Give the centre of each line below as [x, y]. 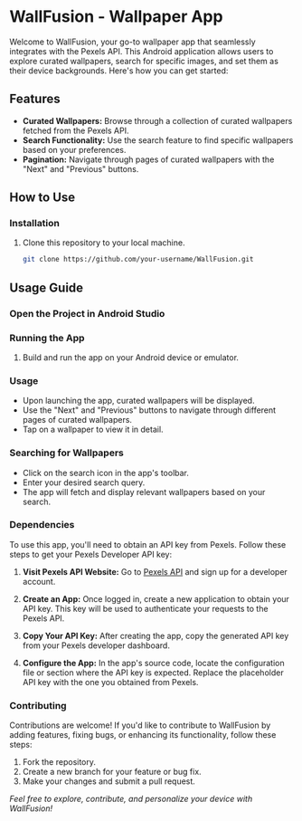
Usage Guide [47, 287]
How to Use [42, 198]
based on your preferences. [74, 149]
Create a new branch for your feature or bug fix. [112, 772]
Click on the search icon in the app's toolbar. [106, 473]
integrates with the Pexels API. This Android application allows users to [142, 51]
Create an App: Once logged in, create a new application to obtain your [156, 598]
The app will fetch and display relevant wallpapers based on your [144, 492]
